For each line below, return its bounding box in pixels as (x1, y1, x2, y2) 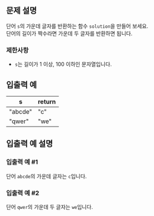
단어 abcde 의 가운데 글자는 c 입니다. (6, 172, 87, 179)
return (37, 97, 56, 105)
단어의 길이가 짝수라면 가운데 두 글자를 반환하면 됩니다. (6, 30, 133, 37)
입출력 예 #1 (6, 158, 38, 166)
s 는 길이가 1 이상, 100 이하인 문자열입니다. (14, 61, 112, 68)
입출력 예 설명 (6, 138, 53, 149)
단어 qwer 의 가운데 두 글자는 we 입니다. (6, 203, 94, 210)
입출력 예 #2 (6, 189, 40, 197)
